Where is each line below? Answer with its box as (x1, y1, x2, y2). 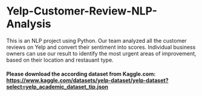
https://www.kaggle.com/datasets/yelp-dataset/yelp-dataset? (6, 77, 169, 84)
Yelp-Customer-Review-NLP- (6, 4, 157, 18)
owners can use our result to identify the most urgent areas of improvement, (6, 50, 197, 57)
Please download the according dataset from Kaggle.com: (6, 70, 156, 77)
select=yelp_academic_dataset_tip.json (6, 83, 109, 90)
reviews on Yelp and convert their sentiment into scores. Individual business (6, 43, 196, 51)
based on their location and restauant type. (6, 56, 114, 63)
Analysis (6, 17, 51, 31)
